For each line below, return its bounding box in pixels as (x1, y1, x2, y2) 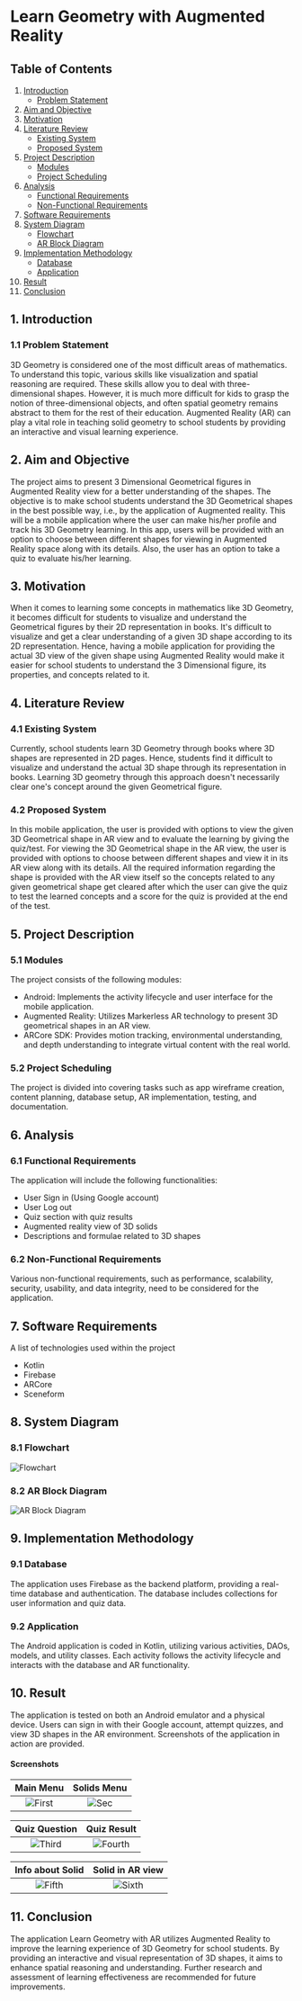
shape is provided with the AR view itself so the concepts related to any (10, 872, 275, 883)
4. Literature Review (10, 695, 125, 711)
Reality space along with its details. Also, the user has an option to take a (10, 543, 280, 554)
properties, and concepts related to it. (10, 669, 150, 680)
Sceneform (22, 1388, 66, 1400)
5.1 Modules (10, 954, 64, 966)
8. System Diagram (10, 1414, 120, 1430)
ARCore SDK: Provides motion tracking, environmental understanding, (22, 1029, 283, 1040)
